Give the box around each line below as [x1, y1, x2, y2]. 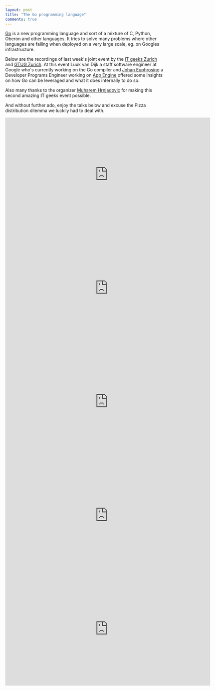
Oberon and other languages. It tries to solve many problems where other [5, 36, 157, 42]
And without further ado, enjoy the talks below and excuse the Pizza [5, 102, 146, 108]
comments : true [5, 17, 37, 22]
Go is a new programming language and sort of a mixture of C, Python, [5, 31, 151, 37]
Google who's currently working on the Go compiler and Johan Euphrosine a [5, 67, 163, 73]
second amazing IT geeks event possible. [5, 92, 91, 98]
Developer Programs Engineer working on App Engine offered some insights [5, 72, 163, 78]
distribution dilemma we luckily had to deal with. [5, 107, 105, 113]
